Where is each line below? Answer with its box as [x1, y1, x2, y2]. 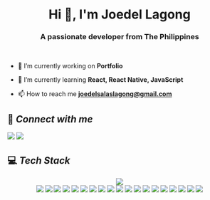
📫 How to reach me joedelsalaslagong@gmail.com [17, 90, 172, 98]
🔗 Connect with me [7, 113, 93, 125]
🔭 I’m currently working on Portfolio [17, 62, 123, 70]
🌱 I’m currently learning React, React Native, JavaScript [17, 75, 184, 84]
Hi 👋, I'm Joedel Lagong [48, 6, 191, 23]
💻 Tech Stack [7, 154, 70, 167]
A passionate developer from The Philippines [40, 32, 199, 42]
